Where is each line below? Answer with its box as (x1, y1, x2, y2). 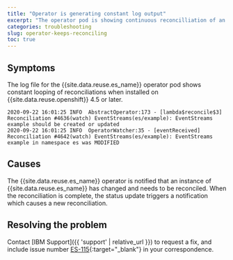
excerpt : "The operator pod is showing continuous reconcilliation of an (7, 17, 226, 24)
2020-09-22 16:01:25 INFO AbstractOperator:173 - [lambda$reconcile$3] (7, 109, 223, 116)
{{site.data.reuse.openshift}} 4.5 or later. (7, 95, 123, 103)
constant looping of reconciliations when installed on (7, 88, 159, 96)
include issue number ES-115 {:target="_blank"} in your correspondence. (7, 245, 214, 253)
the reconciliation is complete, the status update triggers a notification (7, 191, 209, 199)
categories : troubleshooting (7, 23, 92, 30)
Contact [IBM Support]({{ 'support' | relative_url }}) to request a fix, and (7, 238, 212, 246)
